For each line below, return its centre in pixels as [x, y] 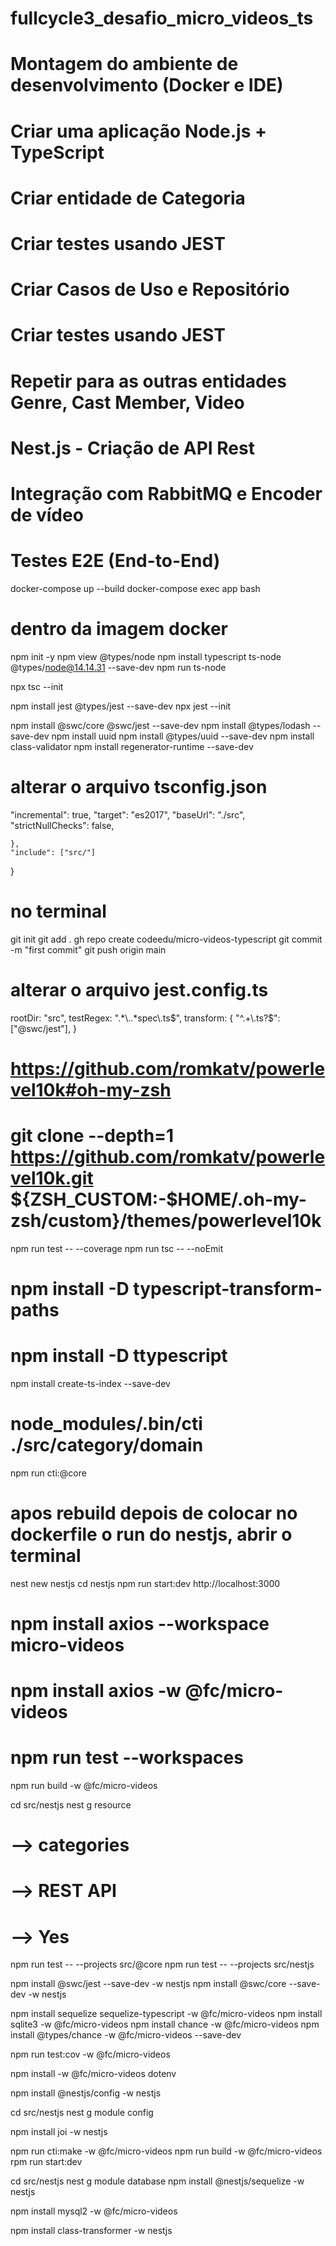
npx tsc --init [37, 686]
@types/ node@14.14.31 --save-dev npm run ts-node [118, 667]
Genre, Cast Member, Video [127, 402]
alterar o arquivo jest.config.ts [139, 989]
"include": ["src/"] [53, 852]
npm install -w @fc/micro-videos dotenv [93, 2074]
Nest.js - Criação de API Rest [132, 448]
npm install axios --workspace [140, 1623]
